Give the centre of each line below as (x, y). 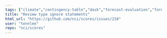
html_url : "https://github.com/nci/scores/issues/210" (63, 19)
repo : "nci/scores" (25, 28)
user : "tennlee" (22, 23)
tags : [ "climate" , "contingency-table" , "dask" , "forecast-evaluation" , (79, 10)
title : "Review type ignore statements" (48, 14)
